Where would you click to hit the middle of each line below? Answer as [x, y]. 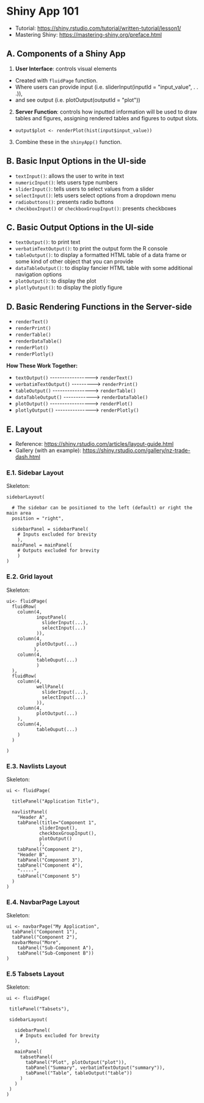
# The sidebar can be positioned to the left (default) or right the [102, 508]
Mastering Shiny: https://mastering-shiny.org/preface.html [88, 34]
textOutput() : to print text [48, 242]
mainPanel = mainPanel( [42, 545]
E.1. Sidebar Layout [35, 473]
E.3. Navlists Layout [36, 766]
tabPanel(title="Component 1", [57, 823]
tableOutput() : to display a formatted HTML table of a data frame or [101, 255]
